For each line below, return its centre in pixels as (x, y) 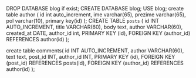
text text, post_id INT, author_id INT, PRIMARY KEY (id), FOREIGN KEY (91, 57)
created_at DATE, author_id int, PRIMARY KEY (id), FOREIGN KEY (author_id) (98, 33)
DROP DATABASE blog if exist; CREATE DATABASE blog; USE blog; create (95, 8)
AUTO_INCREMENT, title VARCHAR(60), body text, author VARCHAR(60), (94, 27)
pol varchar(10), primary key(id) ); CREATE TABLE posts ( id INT (83, 21)
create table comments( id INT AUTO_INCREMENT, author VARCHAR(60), (95, 51)
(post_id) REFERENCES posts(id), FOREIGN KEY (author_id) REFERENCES (95, 63)
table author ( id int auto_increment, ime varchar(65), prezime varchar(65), (96, 15)
